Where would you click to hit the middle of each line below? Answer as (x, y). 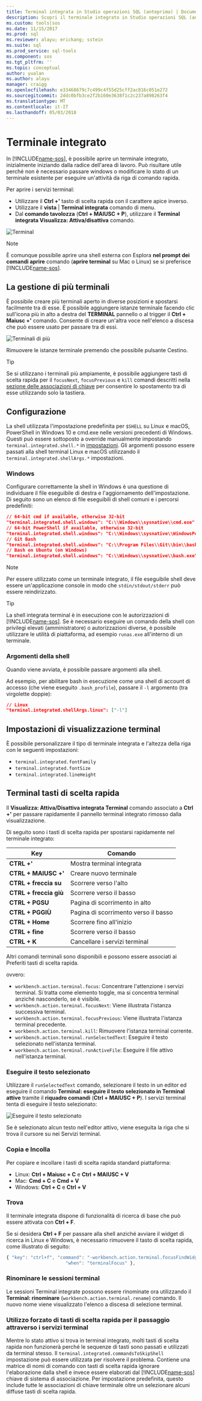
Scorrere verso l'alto (99, 883)
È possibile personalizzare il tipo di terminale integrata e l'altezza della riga (99, 743)
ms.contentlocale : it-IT (37, 107)
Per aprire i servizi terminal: (40, 189)
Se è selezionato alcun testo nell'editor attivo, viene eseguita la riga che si (98, 1128)
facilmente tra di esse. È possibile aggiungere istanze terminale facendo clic (100, 308)
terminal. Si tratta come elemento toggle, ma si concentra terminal (97, 992)
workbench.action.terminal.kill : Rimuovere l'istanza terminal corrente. (104, 1031)
